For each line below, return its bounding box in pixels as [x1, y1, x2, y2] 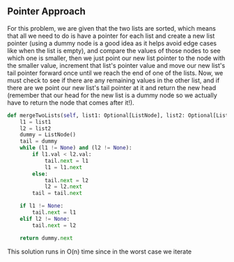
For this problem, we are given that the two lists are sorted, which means [7, 24, 216, 32]
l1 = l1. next [44, 163, 82, 170]
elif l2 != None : [19, 215, 70, 222]
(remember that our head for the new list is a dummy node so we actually [7, 91, 217, 99]
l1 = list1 [19, 118, 52, 125]
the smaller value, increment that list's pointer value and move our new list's [7, 61, 226, 69]
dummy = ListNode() [19, 131, 77, 138]
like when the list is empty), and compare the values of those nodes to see [7, 46, 221, 54]
